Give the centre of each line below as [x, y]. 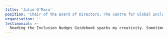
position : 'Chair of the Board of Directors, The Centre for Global [78, 14]
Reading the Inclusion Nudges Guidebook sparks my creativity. [77, 28]
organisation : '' [23, 19]
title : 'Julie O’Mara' [29, 10]
